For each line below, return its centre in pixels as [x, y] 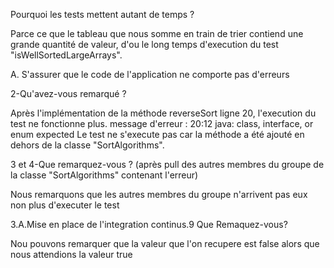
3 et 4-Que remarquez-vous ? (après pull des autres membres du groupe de [167, 164]
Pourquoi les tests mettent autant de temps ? [102, 14]
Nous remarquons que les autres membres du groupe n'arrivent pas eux [159, 194]
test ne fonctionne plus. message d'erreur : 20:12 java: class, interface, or [162, 123]
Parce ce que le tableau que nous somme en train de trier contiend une [157, 33]
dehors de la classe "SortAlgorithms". [87, 145]
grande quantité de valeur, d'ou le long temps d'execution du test [144, 44]
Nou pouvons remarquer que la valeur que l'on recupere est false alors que [165, 243]
